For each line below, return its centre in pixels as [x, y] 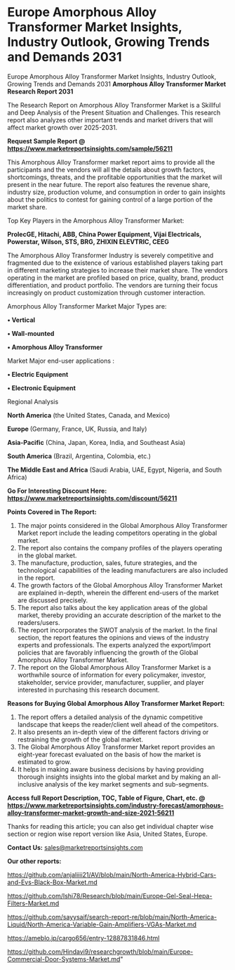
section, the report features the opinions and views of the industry [113, 638]
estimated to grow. [44, 762]
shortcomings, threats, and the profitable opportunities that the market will [115, 177]
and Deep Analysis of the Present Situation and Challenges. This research [114, 112]
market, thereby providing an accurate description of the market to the [119, 615]
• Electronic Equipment [41, 388]
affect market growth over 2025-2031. [62, 127]
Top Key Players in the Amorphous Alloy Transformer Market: [96, 220]
